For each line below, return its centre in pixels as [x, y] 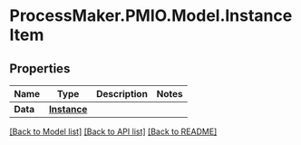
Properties [40, 68]
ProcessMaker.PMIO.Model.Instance [151, 16]
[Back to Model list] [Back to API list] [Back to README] [113, 131]
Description [122, 94]
